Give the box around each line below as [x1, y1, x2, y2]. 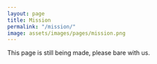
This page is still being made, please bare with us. [7, 49, 151, 57]
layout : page [7, 10, 45, 17]
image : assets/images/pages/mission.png [7, 29, 126, 37]
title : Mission [7, 17, 51, 24]
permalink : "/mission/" [7, 23, 76, 30]
